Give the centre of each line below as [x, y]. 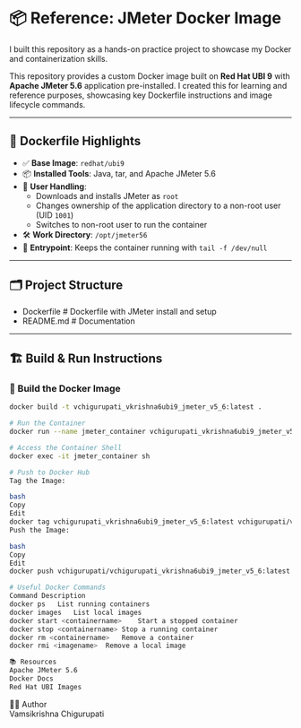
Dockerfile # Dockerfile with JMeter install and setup [119, 311]
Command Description [48, 596]
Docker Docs [31, 679]
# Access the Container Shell [66, 447]
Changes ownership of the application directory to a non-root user [158, 205]
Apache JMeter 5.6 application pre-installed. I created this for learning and [148, 85]
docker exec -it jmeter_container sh [80, 456]
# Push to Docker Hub [50, 472]
